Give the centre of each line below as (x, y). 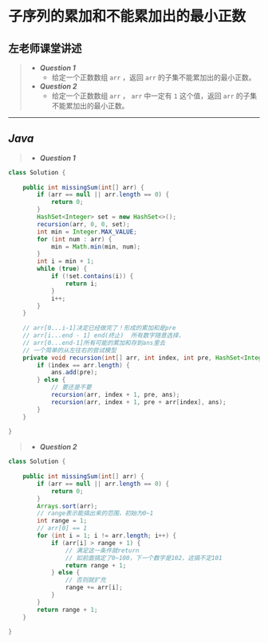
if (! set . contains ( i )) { (92, 276)
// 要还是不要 (71, 387)
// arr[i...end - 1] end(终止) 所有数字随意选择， (104, 335)
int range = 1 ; (62, 521)
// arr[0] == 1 (62, 528)
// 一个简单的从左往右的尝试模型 (70, 350)
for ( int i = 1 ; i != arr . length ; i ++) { (107, 536)
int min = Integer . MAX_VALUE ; (87, 232)
